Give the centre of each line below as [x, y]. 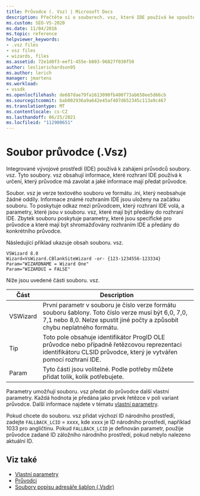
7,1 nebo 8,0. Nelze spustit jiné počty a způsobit [110, 320]
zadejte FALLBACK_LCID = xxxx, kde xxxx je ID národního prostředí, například [99, 422]
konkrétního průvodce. [34, 231]
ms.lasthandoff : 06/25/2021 [41, 117]
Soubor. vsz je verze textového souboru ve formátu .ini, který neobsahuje [96, 193]
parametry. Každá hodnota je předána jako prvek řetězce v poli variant [92, 398]
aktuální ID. [20, 441]
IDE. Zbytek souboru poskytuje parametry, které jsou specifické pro [89, 218]
